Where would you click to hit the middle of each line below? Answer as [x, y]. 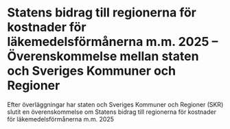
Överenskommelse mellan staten [103, 57]
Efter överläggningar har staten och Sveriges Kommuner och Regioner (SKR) [115, 104]
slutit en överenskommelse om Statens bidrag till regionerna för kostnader [112, 112]
